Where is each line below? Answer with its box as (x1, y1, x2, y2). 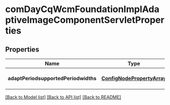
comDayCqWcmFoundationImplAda (5, 4, 159, 15)
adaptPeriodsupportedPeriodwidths (8, 75, 97, 82)
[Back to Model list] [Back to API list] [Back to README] (5, 94, 121, 100)
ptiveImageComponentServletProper (5, 14, 164, 26)
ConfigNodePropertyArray (101, 75, 167, 82)
